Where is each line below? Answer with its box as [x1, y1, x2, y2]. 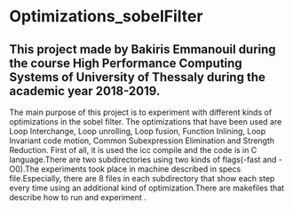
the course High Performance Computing [9, 55, 242, 70]
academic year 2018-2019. [9, 83, 161, 99]
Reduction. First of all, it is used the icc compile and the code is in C [9, 145, 257, 155]
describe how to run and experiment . [9, 192, 146, 202]
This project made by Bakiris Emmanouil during [9, 42, 277, 57]
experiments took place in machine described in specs [41, 164, 242, 174]
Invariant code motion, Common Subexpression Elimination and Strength [9, 135, 275, 146]
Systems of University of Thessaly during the [9, 69, 266, 85]
